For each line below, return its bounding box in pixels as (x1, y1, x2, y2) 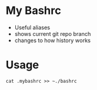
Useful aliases (14, 24, 50, 31)
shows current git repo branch (14, 30, 91, 37)
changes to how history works (14, 36, 91, 44)
